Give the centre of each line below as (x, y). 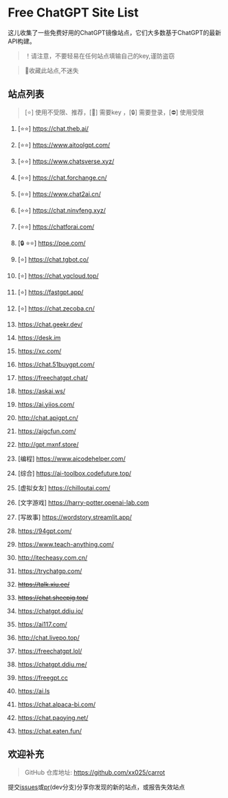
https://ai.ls (34, 691)
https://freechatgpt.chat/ (53, 377)
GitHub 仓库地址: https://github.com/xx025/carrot (95, 772)
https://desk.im (39, 337)
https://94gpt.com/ (45, 531)
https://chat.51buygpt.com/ (56, 364)
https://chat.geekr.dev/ (50, 324)
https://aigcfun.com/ (47, 431)
